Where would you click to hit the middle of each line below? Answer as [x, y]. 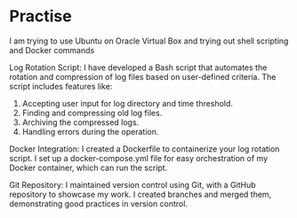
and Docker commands [52, 50]
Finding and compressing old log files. [92, 113]
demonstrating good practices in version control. [99, 203]
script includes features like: [61, 86]
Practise [41, 16]
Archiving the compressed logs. [80, 122]
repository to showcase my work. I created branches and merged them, [140, 194]
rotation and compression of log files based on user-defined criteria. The [143, 76]
